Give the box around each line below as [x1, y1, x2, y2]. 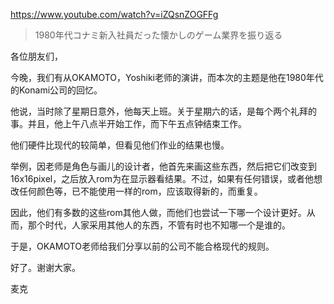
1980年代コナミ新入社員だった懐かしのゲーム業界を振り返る [34, 29, 283, 41]
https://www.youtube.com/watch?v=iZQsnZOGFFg [10, 9, 219, 20]
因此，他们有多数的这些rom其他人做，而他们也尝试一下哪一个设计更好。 [10, 207, 307, 218]
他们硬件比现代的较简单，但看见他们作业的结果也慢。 [10, 139, 230, 151]
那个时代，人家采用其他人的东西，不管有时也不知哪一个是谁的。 [27, 219, 291, 231]
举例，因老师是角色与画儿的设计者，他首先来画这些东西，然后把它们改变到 [10, 160, 317, 172]
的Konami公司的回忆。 [10, 84, 103, 96]
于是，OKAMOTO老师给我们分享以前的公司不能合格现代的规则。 [10, 240, 275, 252]
